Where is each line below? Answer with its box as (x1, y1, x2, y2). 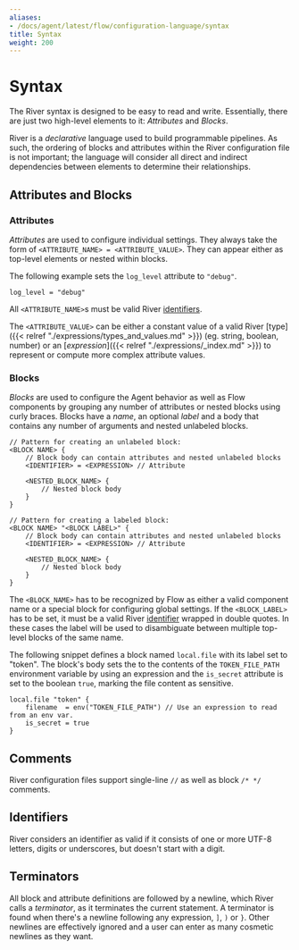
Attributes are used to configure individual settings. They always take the (9, 234, 278, 245)
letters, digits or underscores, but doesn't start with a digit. (9, 843, 226, 853)
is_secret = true (25, 719, 90, 728)
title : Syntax (9, 29, 62, 38)
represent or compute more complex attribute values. (9, 349, 205, 360)
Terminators (9, 869, 79, 885)
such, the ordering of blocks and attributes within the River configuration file (9, 142, 290, 153)
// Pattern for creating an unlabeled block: (9, 438, 181, 447)
